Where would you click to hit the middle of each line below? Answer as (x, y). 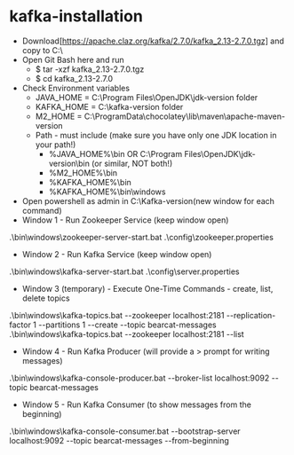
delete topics (46, 298)
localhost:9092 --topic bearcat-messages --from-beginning (119, 440)
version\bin (69, 163)
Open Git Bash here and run (73, 59)
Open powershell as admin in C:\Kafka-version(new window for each (148, 200)
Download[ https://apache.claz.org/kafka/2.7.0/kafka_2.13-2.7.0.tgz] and (153, 41)
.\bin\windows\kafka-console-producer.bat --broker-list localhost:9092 (139, 378)
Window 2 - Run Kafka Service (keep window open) (117, 254)
